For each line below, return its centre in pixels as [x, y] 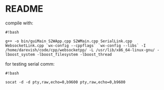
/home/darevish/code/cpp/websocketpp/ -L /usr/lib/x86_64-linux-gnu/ [80, 50]
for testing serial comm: [30, 64]
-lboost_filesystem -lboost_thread [75, 54]
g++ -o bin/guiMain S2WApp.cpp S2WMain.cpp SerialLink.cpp [69, 41]
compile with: [19, 23]
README [24, 9]
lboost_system [20, 54]
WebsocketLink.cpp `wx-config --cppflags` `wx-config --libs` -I [75, 46]
